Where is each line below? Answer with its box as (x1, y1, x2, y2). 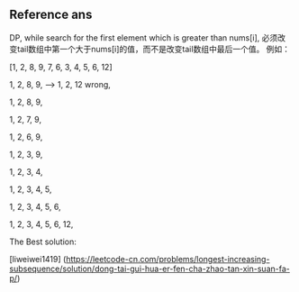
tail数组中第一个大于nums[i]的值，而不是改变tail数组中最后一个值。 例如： (16, 43, 291, 54)
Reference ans (9, 7, 93, 23)
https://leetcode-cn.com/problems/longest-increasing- (66, 253, 270, 264)
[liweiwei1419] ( (9, 253, 67, 264)
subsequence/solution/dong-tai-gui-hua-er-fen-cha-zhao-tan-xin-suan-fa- (9, 263, 290, 274)
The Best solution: (9, 236, 77, 247)
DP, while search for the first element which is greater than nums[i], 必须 (9, 32, 278, 43)
